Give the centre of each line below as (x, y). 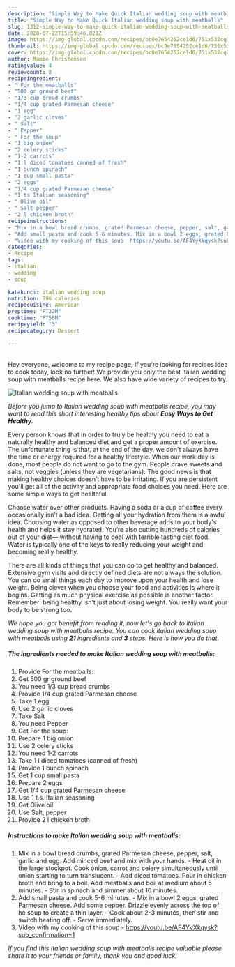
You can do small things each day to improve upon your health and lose (111, 580)
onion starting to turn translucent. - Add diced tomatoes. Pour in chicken (122, 875)
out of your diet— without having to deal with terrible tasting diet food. (109, 537)
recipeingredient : (35, 78)
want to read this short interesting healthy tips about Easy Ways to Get (111, 413)
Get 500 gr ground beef (52, 679)
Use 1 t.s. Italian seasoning (56, 797)
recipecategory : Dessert (44, 331)
